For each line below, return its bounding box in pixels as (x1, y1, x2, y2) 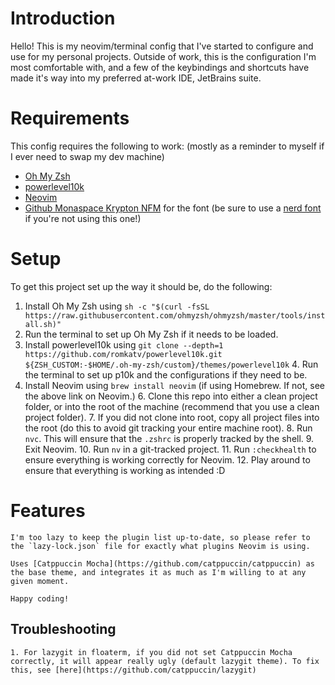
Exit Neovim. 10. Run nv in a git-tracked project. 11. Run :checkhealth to (24, 443, 317, 455)
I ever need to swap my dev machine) (10, 150, 165, 162)
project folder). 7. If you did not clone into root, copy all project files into (24, 411, 320, 423)
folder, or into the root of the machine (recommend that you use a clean (24, 400, 320, 412)
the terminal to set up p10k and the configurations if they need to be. (24, 368, 308, 381)
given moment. (10, 576, 70, 586)
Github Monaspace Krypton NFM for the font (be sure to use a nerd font (24, 202, 322, 214)
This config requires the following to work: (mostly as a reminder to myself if (10, 140, 325, 152)
